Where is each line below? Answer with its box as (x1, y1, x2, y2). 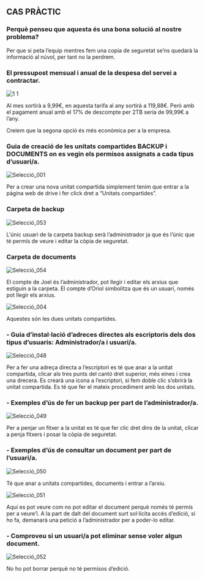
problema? (6, 32, 39, 41)
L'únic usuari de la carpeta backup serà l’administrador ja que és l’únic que (6, 231, 195, 238)
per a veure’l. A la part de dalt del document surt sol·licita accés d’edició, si (6, 509, 196, 517)
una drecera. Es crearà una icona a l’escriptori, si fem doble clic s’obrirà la (6, 377, 193, 384)
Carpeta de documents (6, 252, 76, 261)
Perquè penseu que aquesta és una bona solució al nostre (6, 25, 182, 34)
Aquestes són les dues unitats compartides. (6, 315, 117, 322)
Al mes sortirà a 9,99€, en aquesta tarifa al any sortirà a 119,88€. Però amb (6, 102, 195, 109)
